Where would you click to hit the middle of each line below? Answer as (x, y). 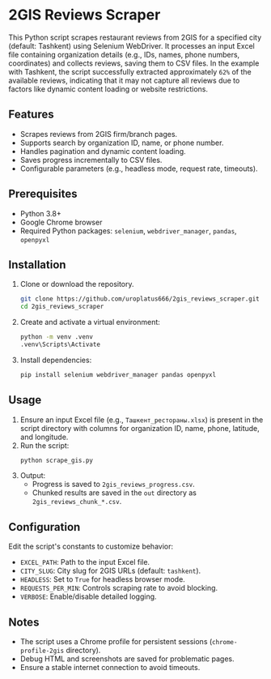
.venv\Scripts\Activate (60, 344)
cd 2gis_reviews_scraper (62, 307)
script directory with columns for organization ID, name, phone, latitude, (140, 428)
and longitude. (44, 437)
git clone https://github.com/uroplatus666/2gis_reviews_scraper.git (140, 299)
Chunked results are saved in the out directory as (114, 493)
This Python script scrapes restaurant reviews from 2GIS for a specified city (135, 37)
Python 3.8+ (41, 213)
